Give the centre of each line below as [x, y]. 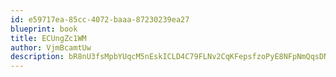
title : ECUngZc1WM [48, 38]
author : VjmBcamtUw [51, 47]
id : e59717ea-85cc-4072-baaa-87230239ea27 [100, 19]
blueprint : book [44, 29]
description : [37, 57]
